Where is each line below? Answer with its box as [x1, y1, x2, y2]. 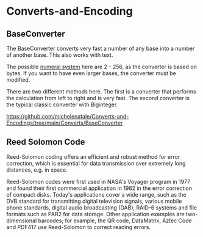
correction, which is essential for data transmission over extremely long [6, 159, 186, 167]
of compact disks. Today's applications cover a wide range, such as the [6, 191, 187, 198]
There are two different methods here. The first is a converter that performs [6, 88, 196, 95]
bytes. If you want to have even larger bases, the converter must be [6, 70, 177, 77]
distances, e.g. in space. [6, 166, 68, 173]
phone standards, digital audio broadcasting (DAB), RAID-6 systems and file [6, 203, 197, 211]
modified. [6, 76, 30, 83]
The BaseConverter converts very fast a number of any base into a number [6, 45, 195, 52]
